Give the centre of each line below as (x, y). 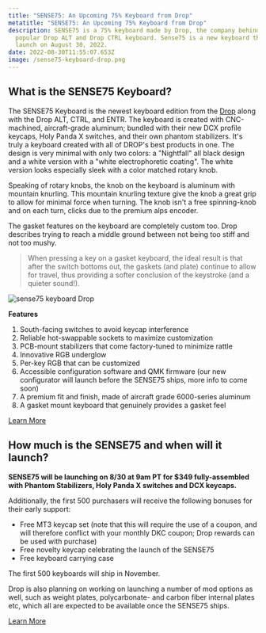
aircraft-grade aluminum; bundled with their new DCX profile (142, 128)
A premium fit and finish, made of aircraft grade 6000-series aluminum (135, 396)
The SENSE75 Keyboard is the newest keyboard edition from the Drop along (132, 111)
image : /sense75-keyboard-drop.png (67, 60)
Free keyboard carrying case (67, 558)
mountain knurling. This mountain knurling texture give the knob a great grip (133, 193)
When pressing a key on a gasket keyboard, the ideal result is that (135, 257)
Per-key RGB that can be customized (80, 363)
